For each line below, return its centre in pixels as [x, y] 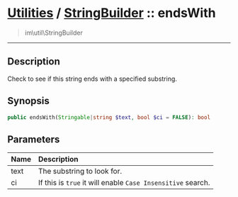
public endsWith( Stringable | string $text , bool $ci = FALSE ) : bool [109, 117]
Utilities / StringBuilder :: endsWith [112, 13]
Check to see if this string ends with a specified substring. [92, 79]
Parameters [34, 139]
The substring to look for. [80, 171]
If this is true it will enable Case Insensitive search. [124, 183]
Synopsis [28, 101]
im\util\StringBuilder [53, 33]
